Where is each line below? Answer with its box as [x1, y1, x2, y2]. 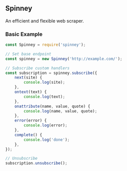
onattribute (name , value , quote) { [14, 104, 91, 109]
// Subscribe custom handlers [5, 65, 70, 71]
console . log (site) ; [24, 80, 66, 85]
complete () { [14, 132, 43, 138]
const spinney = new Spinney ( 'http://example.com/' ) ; [5, 56, 123, 61]
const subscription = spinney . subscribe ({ [5, 70, 97, 75]
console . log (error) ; [24, 123, 68, 128]
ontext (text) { [14, 89, 47, 94]
